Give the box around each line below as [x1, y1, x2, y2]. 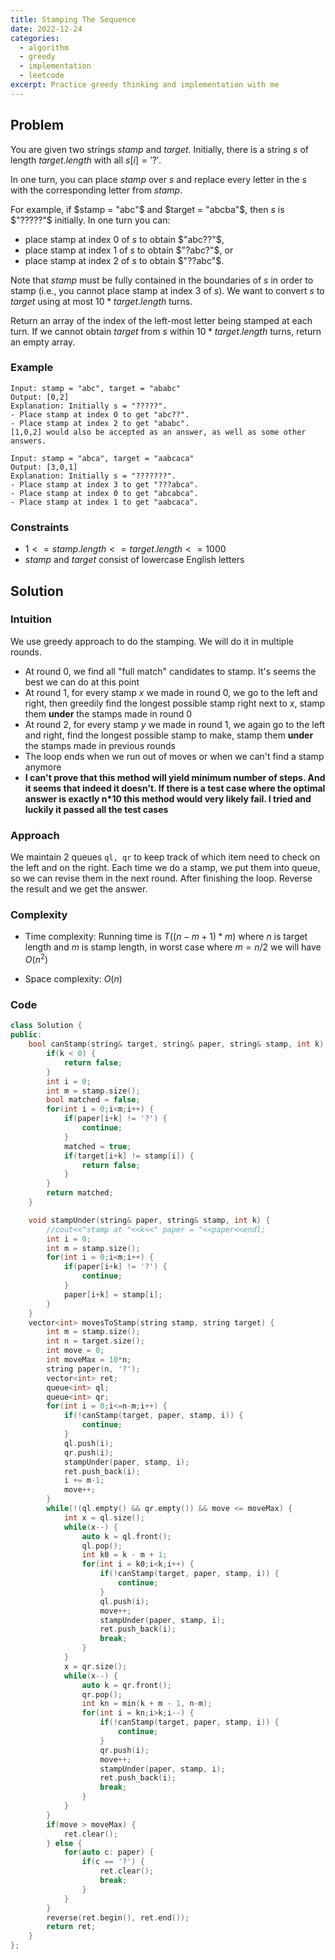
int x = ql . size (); [63, 1512, 145, 1523]
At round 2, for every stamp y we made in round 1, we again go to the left [24, 718, 326, 730]
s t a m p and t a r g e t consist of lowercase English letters [24, 554, 245, 566]
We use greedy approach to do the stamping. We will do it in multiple [10, 635, 294, 647]
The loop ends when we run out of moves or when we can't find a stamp [24, 750, 325, 762]
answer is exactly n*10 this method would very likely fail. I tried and [24, 792, 312, 805]
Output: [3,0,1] [10, 462, 78, 472]
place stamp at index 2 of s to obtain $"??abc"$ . [24, 254, 225, 266]
